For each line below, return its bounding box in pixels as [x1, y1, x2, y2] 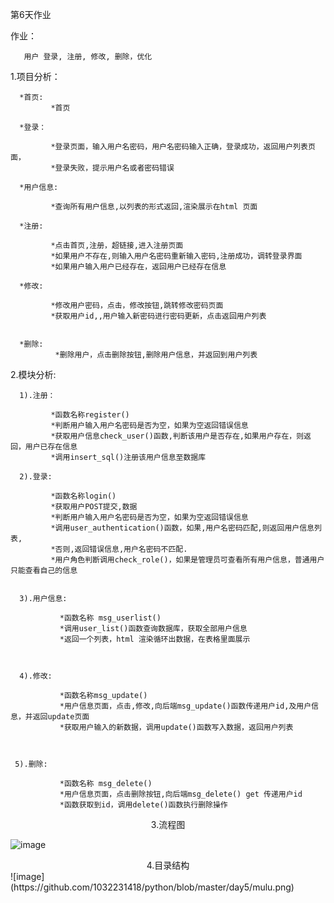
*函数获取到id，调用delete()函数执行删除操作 [59, 800, 228, 810]
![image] [10, 871, 45, 882]
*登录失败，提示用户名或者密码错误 [50, 163, 175, 173]
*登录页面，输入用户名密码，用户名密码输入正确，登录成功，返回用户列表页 [50, 142, 316, 152]
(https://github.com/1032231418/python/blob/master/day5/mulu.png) [10, 881, 295, 893]
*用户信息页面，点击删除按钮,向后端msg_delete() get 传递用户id [59, 789, 303, 799]
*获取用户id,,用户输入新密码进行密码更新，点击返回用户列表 [50, 311, 267, 321]
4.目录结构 [146, 859, 190, 871]
